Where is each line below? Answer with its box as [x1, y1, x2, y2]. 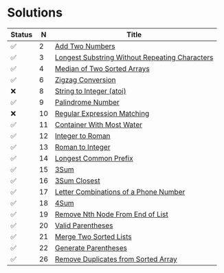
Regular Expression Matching [54, 108, 150, 118]
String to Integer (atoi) [54, 86, 126, 96]
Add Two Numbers [54, 41, 115, 51]
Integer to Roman [54, 131, 111, 141]
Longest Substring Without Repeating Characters [54, 52, 214, 62]
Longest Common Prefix [54, 153, 133, 163]
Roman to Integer [54, 142, 111, 152]
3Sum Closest [54, 176, 101, 185]
